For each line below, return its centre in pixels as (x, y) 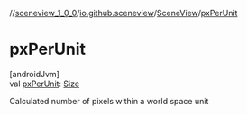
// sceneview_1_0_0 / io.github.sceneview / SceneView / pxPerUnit (123, 13)
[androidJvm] (35, 74)
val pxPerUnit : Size (44, 84)
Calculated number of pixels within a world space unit (109, 101)
